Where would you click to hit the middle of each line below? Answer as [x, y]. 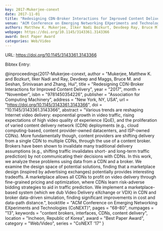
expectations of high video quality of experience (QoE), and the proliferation [81, 120]
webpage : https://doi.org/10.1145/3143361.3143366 [57, 32]
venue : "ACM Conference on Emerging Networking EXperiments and [71, 23]
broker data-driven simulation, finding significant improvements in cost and [80, 198]
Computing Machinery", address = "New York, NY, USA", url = [67, 99]
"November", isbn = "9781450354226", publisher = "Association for [73, 94]
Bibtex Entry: [18, 64]
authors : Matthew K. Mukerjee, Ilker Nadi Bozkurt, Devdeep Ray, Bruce [79, 28]
